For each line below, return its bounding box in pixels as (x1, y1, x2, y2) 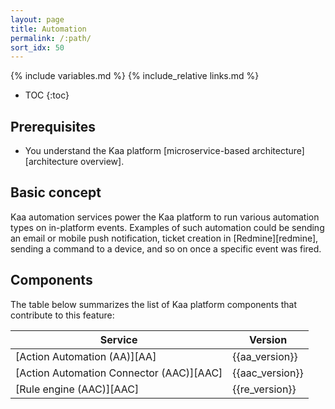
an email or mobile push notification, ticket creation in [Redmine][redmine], (10, 232, 319, 244)
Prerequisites (10, 118, 96, 135)
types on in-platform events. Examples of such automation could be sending (10, 221, 325, 233)
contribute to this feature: (10, 309, 115, 321)
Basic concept (10, 184, 102, 201)
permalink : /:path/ (10, 33, 92, 43)
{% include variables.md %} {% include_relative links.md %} (10, 70, 260, 82)
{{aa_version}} (232, 349, 298, 363)
